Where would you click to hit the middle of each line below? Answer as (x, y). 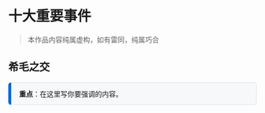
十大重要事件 (50, 16)
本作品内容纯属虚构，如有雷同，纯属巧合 (93, 40)
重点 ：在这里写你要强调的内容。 (71, 94)
